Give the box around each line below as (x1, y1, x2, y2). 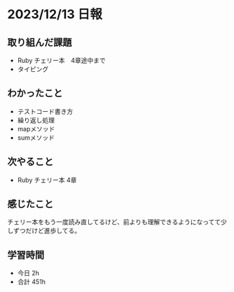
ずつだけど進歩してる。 (13, 226, 81, 235)
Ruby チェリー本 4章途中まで (17, 57, 106, 64)
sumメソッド (17, 133, 55, 142)
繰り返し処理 (17, 116, 55, 124)
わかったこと (7, 87, 63, 99)
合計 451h (17, 277, 46, 286)
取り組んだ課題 (7, 36, 72, 48)
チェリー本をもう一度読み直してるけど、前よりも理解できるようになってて (7, 218, 221, 226)
